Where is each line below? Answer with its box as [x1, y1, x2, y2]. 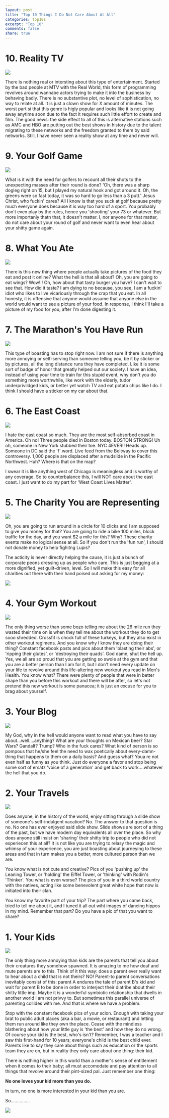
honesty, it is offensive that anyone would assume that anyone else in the [5, 295, 157, 301]
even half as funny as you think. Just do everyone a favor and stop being [5, 759, 156, 765]
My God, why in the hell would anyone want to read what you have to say [5, 732, 157, 738]
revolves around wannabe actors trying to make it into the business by [5, 89, 151, 96]
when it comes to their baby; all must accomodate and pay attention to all [5, 1063, 157, 1069]
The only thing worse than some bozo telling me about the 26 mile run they [5, 624, 161, 630]
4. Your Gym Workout [5, 597, 97, 609]
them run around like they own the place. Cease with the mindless [5, 1021, 142, 1027]
